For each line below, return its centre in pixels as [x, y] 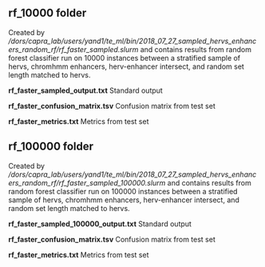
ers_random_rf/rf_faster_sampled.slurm [73, 49]
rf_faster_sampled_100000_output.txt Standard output [100, 224]
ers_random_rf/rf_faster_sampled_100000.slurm [87, 182]
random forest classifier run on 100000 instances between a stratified [123, 191]
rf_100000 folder [51, 147]
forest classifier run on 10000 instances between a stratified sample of [125, 58]
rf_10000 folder [47, 13]
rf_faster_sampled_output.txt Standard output [86, 90]
